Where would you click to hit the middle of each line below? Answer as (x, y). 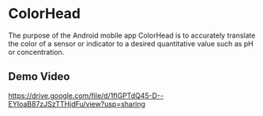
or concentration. (36, 52)
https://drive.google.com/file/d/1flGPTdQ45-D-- (86, 96)
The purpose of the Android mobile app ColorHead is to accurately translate (132, 35)
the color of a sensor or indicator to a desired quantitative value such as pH (131, 43)
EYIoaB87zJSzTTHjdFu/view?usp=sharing (77, 103)
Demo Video (39, 76)
